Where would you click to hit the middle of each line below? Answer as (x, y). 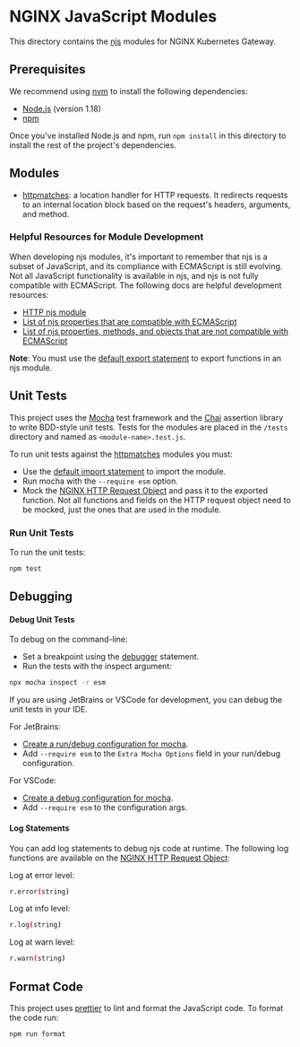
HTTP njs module (54, 312)
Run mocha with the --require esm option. (100, 481)
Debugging (41, 597)
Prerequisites (47, 70)
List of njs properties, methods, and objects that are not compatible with (155, 331)
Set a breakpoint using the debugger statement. (111, 657)
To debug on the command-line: (69, 640)
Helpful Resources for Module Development (107, 237)
